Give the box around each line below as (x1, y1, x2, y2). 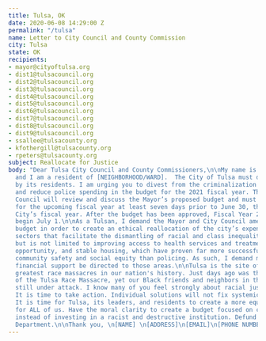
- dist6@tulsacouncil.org (8, 108, 93, 116)
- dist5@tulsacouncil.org (8, 100, 93, 108)
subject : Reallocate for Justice (8, 159, 119, 167)
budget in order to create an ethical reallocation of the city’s (15, 225, 239, 233)
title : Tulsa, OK (8, 11, 66, 20)
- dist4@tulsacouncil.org (8, 93, 93, 100)
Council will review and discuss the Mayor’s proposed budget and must (15, 195, 257, 203)
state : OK (8, 48, 41, 56)
